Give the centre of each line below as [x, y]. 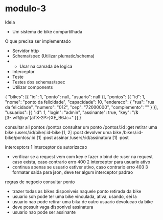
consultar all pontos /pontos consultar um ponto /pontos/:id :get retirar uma [81, 127]
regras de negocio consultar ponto [40, 182]
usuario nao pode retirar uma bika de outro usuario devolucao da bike [82, 201]
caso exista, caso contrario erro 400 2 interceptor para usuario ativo [81, 162]
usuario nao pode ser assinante [44, 212]
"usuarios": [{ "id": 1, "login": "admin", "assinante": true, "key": [68, 112]
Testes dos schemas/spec [39, 82]
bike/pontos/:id [20, 137]
